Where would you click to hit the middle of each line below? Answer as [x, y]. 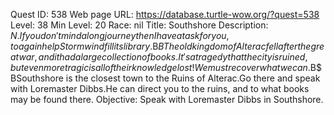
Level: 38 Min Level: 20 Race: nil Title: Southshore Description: [139, 25]
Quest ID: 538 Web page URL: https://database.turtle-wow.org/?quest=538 [165, 14]
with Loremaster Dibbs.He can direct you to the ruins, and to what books [160, 88]
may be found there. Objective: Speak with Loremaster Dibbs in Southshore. [167, 99]
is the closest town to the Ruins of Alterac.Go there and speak [193, 78]
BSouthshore [37, 78]
